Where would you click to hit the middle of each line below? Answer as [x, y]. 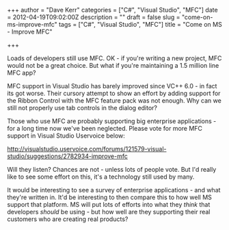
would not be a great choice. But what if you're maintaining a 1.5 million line [113, 65]
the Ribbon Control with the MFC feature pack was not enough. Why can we [114, 101]
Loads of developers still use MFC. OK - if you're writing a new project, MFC [114, 58]
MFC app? [22, 73]
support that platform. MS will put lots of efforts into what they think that [109, 204]
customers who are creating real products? [68, 219]
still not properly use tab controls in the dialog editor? [82, 108]
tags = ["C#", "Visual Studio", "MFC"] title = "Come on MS [140, 24]
